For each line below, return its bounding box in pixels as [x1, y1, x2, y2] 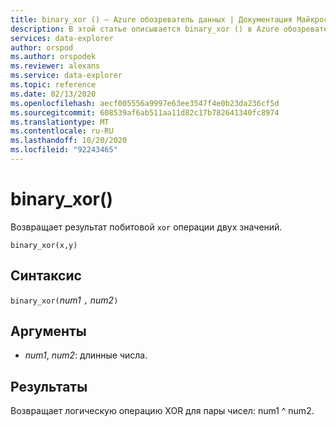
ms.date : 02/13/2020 [10, 89, 97, 99]
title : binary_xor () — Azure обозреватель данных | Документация [10, 14, 293, 25]
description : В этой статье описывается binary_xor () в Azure [10, 24, 280, 34]
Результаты [10, 378, 88, 395]
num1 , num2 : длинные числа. [24, 349, 148, 361]
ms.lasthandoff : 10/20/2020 [10, 136, 128, 146]
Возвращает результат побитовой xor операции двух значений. [10, 221, 283, 233]
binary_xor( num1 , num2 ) [10, 294, 119, 306]
